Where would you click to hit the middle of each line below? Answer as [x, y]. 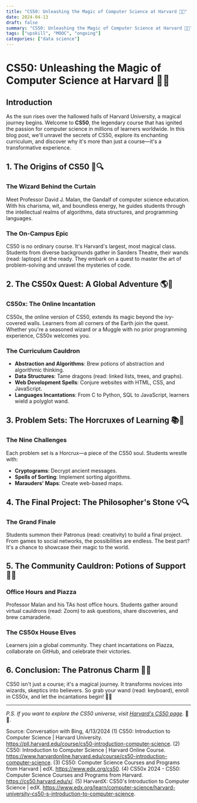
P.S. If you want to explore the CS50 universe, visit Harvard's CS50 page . [95, 714]
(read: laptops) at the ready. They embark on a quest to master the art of [94, 258]
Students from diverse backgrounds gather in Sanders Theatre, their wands [97, 252]
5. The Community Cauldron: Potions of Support [96, 566]
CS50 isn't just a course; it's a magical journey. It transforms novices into [94, 684]
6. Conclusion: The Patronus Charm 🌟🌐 [79, 670]
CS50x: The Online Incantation [51, 304]
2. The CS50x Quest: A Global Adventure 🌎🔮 [90, 284]
